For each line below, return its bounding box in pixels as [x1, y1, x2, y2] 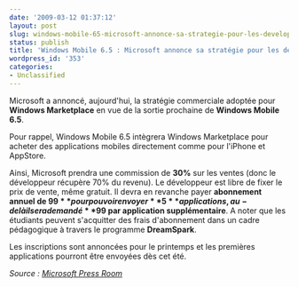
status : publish [9, 37, 69, 47]
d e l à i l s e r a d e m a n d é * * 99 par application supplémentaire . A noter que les [9, 205, 286, 216]
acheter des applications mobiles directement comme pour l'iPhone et [9, 140, 266, 151]
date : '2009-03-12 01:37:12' [9, 12, 117, 22]
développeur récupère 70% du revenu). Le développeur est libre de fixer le [9, 177, 283, 187]
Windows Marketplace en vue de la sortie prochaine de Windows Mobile [9, 104, 280, 116]
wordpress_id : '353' [9, 54, 86, 63]
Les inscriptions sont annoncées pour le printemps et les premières [9, 241, 255, 251]
